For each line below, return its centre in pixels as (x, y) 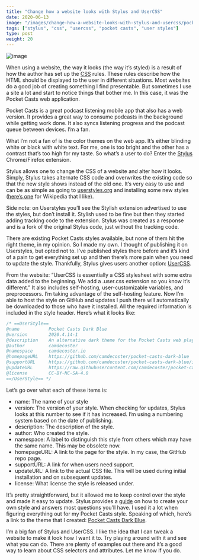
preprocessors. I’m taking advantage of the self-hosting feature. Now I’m (95, 294)
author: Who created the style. (52, 433)
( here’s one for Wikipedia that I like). (50, 196)
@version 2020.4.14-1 (42, 335)
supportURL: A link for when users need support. (74, 464)
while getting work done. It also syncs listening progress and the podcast (95, 123)
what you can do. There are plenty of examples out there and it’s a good (94, 544)
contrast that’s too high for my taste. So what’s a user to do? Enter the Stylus (99, 153)
